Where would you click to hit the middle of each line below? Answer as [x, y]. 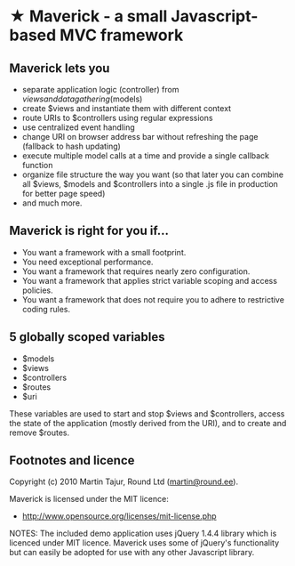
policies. [37, 290]
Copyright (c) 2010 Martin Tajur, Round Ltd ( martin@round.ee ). [124, 481]
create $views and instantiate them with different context [127, 108]
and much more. [52, 203]
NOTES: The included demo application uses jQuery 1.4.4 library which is [143, 534]
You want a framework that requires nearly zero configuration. [136, 271]
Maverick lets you [60, 68]
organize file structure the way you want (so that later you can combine [153, 174]
